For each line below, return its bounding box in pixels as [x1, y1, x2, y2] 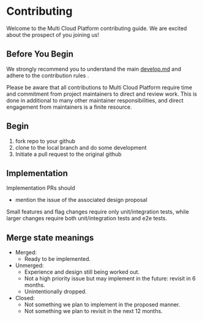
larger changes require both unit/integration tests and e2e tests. [6, 215, 168, 222]
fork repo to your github [15, 137, 76, 145]
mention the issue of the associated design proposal [15, 196, 148, 204]
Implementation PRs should [6, 184, 75, 191]
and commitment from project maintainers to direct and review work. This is [6, 90, 197, 98]
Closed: [15, 295, 35, 302]
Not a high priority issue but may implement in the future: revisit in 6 [24, 275, 196, 282]
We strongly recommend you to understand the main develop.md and [6, 65, 182, 72]
